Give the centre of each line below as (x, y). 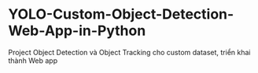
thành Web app (33, 61)
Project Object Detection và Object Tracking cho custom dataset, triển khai (129, 52)
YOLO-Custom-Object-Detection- (121, 14)
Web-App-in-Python (77, 31)
